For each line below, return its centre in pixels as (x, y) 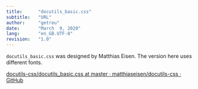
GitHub (15, 80)
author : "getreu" (33, 23)
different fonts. (24, 62)
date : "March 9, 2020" (44, 28)
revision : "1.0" (29, 39)
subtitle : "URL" (29, 17)
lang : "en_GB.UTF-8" (40, 34)
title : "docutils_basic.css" (49, 12)
